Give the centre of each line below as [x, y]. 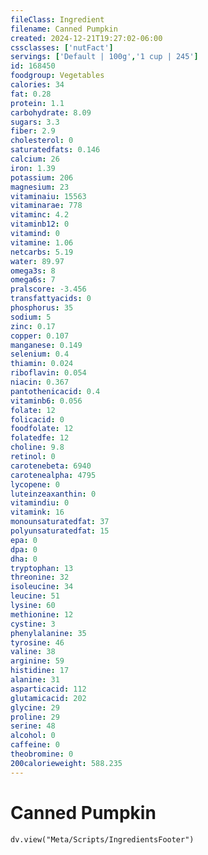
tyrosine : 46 [37, 642]
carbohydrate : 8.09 [51, 112]
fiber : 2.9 [33, 131]
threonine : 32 [40, 577]
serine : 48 [33, 726]
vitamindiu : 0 [40, 503]
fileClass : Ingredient [57, 19]
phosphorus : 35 [42, 308]
